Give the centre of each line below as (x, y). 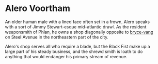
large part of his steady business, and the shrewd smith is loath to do (74, 51)
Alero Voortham (38, 8)
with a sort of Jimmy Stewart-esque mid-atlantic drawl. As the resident (76, 26)
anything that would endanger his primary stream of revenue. (66, 56)
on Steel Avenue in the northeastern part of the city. (57, 37)
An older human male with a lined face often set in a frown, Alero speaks (78, 22)
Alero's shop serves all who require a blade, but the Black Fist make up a (78, 46)
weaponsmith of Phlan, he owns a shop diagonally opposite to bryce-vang (79, 32)
